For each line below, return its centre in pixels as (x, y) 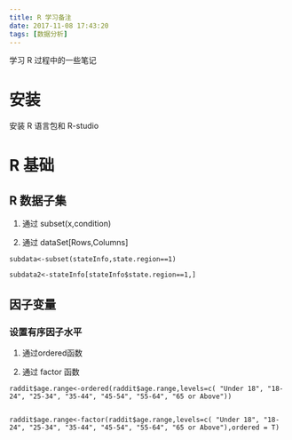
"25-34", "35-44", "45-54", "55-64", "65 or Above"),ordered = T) (154, 428)
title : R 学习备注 (41, 17)
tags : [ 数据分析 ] (39, 34)
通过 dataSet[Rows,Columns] (75, 243)
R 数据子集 (38, 200)
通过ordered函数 (52, 353)
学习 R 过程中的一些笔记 (53, 60)
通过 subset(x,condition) (67, 224)
